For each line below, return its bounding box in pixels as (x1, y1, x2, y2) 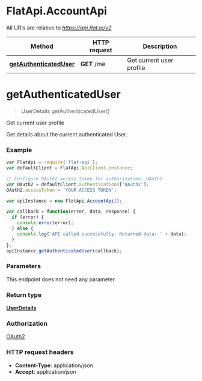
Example (6, 145, 32, 154)
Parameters (6, 262, 41, 270)
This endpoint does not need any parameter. (6, 275, 116, 283)
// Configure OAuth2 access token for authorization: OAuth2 (6, 175, 163, 181)
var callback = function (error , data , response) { (6, 209, 136, 215)
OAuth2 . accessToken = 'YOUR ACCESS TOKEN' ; (6, 187, 117, 193)
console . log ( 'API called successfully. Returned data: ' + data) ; (17, 231, 187, 237)
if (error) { (11, 215, 44, 221)
